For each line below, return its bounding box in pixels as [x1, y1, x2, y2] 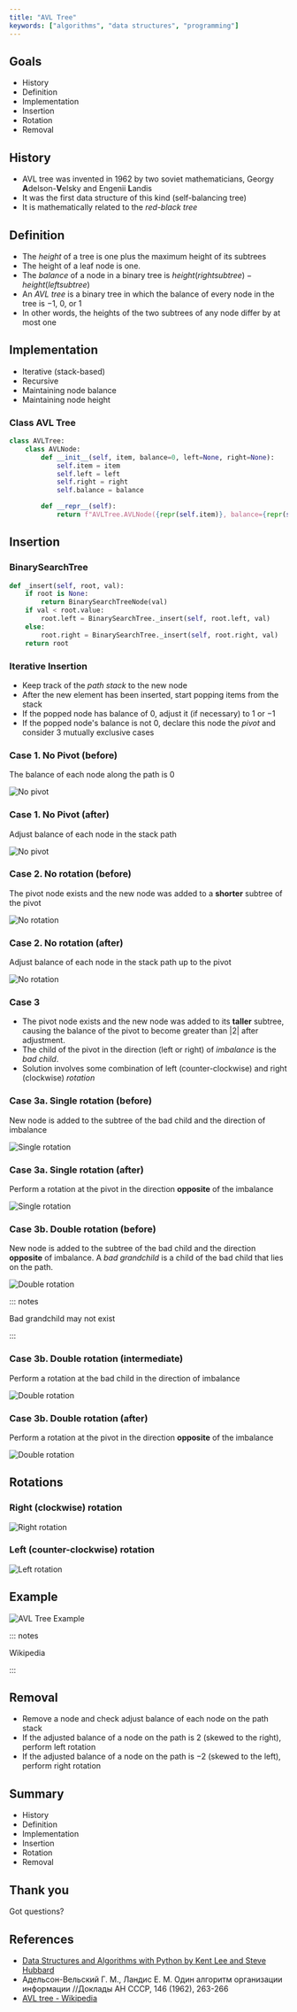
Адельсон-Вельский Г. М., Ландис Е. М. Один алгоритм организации [21, 1974, 283, 1985]
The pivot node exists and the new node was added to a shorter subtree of [9, 887, 283, 899]
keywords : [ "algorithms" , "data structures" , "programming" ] [9, 21, 240, 30]
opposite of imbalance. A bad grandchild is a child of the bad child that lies [9, 1252, 284, 1263]
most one [21, 316, 57, 328]
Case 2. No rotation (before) [9, 868, 132, 880]
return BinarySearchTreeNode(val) [41, 598, 168, 607]
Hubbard [21, 1964, 55, 1975]
